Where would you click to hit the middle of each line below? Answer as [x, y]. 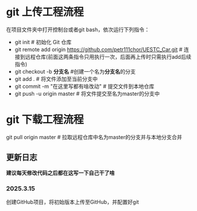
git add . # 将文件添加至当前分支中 [56, 79]
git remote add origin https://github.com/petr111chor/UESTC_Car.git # [98, 49]
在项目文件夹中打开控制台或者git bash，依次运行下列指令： [78, 29]
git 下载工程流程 [45, 120]
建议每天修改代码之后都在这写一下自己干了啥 [60, 173]
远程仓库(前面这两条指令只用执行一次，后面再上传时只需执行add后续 [108, 57]
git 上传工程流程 [45, 12]
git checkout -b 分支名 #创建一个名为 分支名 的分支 [75, 71]
